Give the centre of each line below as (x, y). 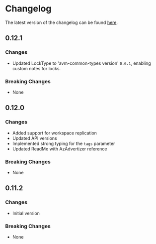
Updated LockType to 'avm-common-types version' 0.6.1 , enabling (82, 63)
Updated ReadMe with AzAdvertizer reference (60, 149)
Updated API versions (35, 138)
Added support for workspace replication (54, 133)
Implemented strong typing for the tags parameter (64, 143)
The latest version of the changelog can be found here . (62, 22)
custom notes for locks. (37, 68)
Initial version (26, 213)
